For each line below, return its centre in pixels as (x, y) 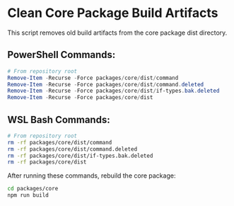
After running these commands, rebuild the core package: (92, 176)
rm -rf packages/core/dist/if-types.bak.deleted (80, 156)
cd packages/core (33, 189)
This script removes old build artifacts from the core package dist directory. (117, 33)
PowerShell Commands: (62, 55)
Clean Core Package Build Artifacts (113, 13)
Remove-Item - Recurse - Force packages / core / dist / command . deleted (105, 84)
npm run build (28, 195)
